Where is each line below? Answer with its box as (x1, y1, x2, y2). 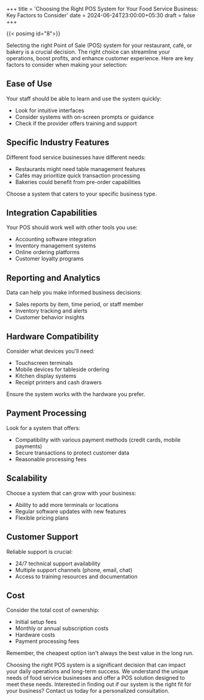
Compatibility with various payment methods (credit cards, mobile (15, 436, 181, 444)
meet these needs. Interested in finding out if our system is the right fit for (6, 681, 192, 688)
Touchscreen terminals (15, 359, 73, 367)
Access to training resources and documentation (15, 573, 138, 580)
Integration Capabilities (6, 208, 97, 218)
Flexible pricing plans (15, 514, 69, 521)
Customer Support (6, 532, 79, 542)
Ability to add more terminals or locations (15, 501, 119, 508)
